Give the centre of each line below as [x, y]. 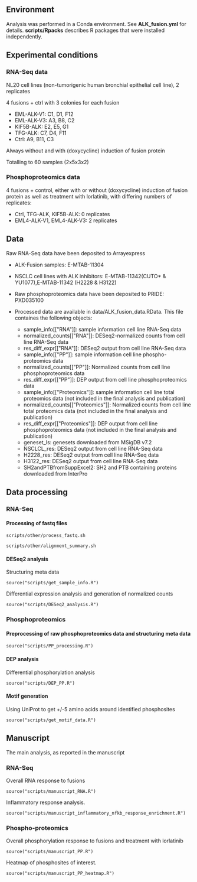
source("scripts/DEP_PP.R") [41, 683]
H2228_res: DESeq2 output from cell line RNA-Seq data [91, 455]
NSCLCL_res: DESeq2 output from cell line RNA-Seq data [93, 448]
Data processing [37, 492]
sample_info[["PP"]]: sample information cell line [82, 354]
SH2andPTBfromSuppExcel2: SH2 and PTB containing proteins [100, 467]
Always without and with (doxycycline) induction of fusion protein [86, 151]
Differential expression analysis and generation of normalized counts [90, 594]
